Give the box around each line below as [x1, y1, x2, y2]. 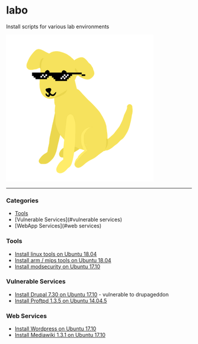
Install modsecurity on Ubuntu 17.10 [14, 263, 101, 270]
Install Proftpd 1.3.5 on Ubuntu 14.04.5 [14, 297, 107, 304]
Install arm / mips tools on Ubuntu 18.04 [14, 256, 112, 263]
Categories [6, 196, 39, 205]
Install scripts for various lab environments [6, 23, 110, 30]
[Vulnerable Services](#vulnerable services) [14, 216, 123, 223]
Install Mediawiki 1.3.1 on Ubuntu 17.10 [14, 332, 106, 339]
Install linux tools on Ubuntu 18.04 [14, 251, 97, 258]
